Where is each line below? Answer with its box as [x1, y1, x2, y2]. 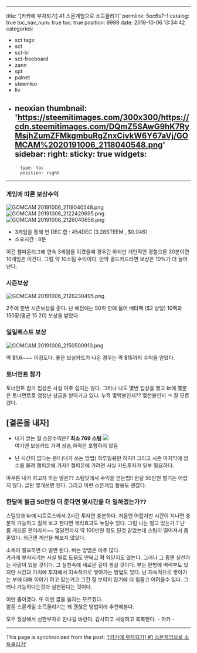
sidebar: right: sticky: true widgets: [14, 149, 147, 159]
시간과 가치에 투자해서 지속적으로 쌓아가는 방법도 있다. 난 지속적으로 [16, 569, 172, 576]
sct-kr [14, 49, 29, 56]
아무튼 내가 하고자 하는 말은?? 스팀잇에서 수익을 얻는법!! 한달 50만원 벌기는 [6, 474, 177, 481]
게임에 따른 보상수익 [6, 190, 59, 198]
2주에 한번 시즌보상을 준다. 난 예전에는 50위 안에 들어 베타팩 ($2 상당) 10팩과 [6, 304, 182, 312]
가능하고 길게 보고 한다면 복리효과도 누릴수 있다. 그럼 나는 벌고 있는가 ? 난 [16, 520, 185, 527]
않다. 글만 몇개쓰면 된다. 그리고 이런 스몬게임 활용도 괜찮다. [12, 482, 147, 489]
